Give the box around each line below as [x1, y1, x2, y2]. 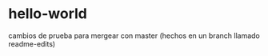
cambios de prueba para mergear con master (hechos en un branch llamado [8, 31, 260, 40]
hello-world [8, 5, 88, 23]
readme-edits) [8, 39, 56, 48]
